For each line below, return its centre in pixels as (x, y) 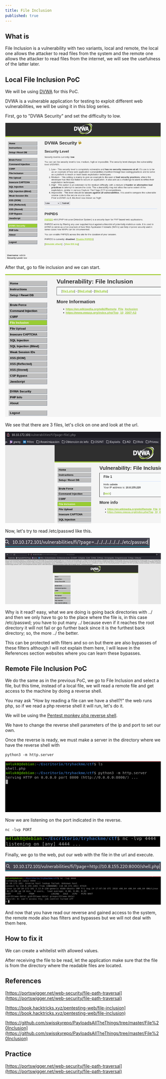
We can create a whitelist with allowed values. (52, 950)
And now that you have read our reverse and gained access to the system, (81, 913)
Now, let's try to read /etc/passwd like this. (49, 531)
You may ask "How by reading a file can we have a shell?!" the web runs (79, 701)
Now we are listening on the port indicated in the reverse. (63, 820)
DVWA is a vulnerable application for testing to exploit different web (74, 101)
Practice (18, 1054)
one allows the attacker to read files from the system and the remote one (79, 53)
